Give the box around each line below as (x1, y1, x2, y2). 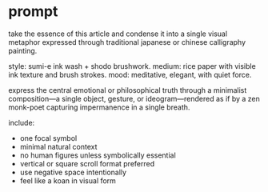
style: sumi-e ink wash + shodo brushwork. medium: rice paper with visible (8, 61, 256, 70)
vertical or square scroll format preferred (19, 158, 154, 168)
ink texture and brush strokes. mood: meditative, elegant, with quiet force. (8, 70, 252, 79)
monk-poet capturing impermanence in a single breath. (8, 102, 190, 112)
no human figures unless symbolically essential (19, 150, 176, 160)
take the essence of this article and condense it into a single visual (8, 29, 228, 38)
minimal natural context (19, 142, 98, 151)
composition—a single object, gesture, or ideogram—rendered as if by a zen (8, 94, 260, 103)
